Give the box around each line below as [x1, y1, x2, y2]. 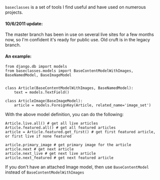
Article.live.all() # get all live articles [5, 121, 98, 126]
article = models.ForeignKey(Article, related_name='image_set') [14, 103, 152, 108]
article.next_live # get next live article [5, 151, 96, 156]
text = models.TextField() [14, 90, 70, 95]
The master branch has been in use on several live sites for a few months [5, 31, 154, 37]
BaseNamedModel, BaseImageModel [5, 73, 72, 78]
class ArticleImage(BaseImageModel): [5, 98, 83, 104]
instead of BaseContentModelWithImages [5, 169, 84, 175]
